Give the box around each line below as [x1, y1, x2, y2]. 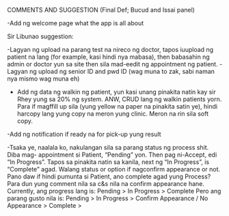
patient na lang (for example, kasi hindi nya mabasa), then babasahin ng [7, 53, 210, 61]
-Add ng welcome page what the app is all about [7, 19, 144, 27]
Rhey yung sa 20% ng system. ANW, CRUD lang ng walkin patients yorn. [16, 95, 222, 103]
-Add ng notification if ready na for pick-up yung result [7, 130, 162, 138]
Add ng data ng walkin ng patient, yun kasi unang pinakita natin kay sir [16, 88, 217, 96]
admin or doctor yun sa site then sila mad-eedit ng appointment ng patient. [7, 60, 218, 68]
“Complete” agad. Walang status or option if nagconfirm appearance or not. [7, 165, 221, 173]
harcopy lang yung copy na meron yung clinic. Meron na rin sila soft [16, 109, 209, 118]
